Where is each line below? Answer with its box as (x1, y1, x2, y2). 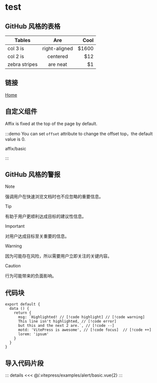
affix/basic (5, 145, 27, 151)
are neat (48, 61, 67, 67)
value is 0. (5, 136, 26, 142)
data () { (9, 306, 29, 311)
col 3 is (7, 45, 24, 52)
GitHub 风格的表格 (5, 22, 61, 30)
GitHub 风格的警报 (5, 170, 61, 179)
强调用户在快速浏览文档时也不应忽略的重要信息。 (5, 194, 103, 200)
